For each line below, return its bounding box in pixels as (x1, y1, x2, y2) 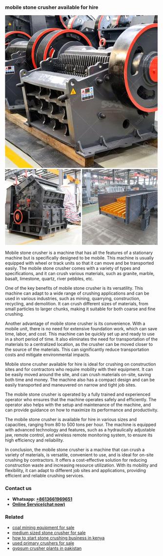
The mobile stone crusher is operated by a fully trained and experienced (5, 391, 150, 397)
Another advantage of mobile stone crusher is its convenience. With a (5, 321, 145, 326)
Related (5, 513, 24, 520)
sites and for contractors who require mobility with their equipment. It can (5, 366, 153, 372)
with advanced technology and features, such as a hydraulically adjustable (5, 427, 155, 433)
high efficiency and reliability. (5, 437, 64, 443)
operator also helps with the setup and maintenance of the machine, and (5, 402, 151, 408)
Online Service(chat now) (12, 501, 65, 507)
